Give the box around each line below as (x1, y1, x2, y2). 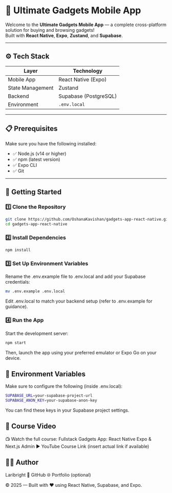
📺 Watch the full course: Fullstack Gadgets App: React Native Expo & (5, 436, 152, 442)
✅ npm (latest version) (12, 156, 60, 162)
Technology (73, 67, 103, 74)
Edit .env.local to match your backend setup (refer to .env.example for (5, 298, 153, 304)
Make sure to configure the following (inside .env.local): (5, 383, 123, 390)
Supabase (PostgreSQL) (58, 92, 117, 99)
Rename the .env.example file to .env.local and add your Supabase (5, 273, 146, 280)
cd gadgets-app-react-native (5, 222, 68, 227)
